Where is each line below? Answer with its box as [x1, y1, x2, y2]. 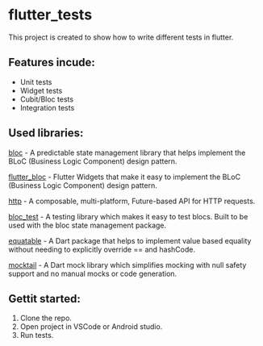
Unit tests [19, 77, 52, 86]
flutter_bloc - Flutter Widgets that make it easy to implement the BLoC [8, 172, 240, 181]
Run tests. [19, 331, 54, 340]
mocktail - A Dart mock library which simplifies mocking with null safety [8, 260, 247, 269]
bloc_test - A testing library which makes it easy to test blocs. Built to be [8, 211, 248, 221]
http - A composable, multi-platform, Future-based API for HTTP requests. [8, 196, 256, 206]
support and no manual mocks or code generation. [8, 269, 177, 278]
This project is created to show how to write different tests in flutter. [8, 32, 234, 42]
